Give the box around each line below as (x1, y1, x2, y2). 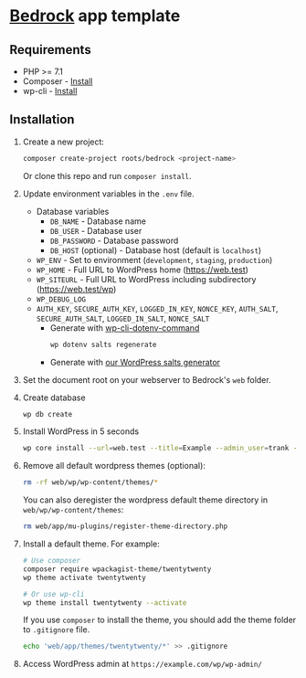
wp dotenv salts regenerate (49, 340, 157, 349)
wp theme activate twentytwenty (22, 573, 146, 582)
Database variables (36, 206, 110, 217)
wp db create (22, 409, 73, 418)
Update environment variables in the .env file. (22, 188, 195, 199)
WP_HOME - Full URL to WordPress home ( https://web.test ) (36, 264, 249, 275)
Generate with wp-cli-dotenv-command (49, 322, 200, 334)
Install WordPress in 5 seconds (22, 426, 140, 437)
